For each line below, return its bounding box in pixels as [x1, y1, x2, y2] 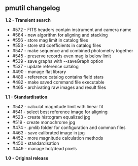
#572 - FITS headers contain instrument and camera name [12, 27, 132, 33]
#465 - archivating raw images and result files [12, 84, 106, 90]
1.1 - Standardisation [5, 94, 48, 100]
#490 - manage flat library [12, 69, 67, 75]
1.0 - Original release [5, 155, 49, 161]
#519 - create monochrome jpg [12, 119, 75, 125]
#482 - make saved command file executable [12, 79, 105, 85]
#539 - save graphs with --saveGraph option [12, 58, 103, 64]
